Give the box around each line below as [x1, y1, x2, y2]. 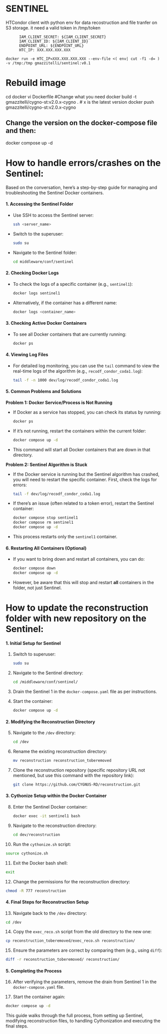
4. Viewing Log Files [5, 352, 49, 358]
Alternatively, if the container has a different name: [12, 300, 117, 306]
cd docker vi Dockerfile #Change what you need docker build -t [5, 93, 137, 100]
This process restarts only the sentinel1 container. [12, 534, 118, 540]
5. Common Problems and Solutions [5, 389, 82, 395]
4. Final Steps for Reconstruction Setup [5, 899, 89, 905]
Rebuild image [5, 77, 66, 89]
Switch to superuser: [12, 651, 56, 657]
